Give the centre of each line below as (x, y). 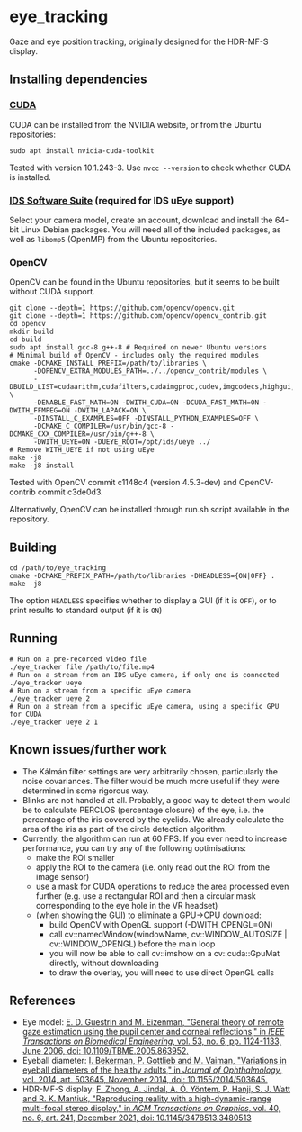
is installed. (30, 177)
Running (34, 638)
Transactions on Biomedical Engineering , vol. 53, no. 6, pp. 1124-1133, (151, 1041)
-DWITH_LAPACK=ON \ (110, 411)
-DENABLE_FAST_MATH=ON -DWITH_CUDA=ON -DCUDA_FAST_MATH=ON (146, 403)
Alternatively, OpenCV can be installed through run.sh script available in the (150, 510)
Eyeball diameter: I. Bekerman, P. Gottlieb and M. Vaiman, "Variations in (155, 1061)
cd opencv (28, 324)
